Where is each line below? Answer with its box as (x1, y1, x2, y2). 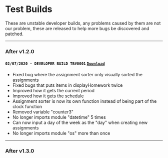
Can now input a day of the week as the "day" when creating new (12, 119, 148, 126)
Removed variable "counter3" (12, 109, 74, 115)
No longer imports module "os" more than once (12, 130, 110, 136)
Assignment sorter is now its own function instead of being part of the (12, 98, 157, 104)
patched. (5, 31, 24, 37)
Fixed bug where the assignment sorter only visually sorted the (12, 72, 142, 78)
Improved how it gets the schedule (12, 93, 84, 99)
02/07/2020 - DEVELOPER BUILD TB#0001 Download (5, 61, 105, 66)
